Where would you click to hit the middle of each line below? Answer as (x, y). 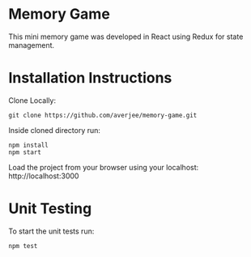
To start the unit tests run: (51, 231)
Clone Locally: (32, 100)
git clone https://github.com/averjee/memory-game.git (103, 115)
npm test (23, 246)
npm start (25, 152)
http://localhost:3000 (44, 176)
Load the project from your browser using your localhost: (104, 167)
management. (32, 45)
